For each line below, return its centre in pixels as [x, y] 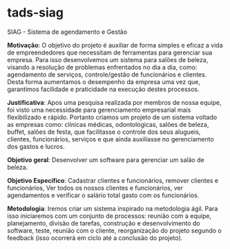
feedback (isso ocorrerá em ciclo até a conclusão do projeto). [95, 238]
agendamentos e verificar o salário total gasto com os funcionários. [103, 195]
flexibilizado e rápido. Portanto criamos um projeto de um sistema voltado [112, 117]
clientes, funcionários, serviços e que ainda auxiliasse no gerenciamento [111, 139]
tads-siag [36, 13]
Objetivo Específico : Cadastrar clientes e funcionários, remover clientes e [113, 180]
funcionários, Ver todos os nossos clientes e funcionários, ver [95, 188]
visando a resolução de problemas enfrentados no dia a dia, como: [102, 67]
